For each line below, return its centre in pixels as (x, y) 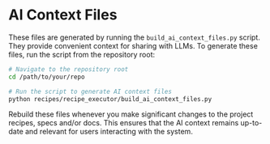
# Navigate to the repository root (69, 69)
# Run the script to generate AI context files (90, 91)
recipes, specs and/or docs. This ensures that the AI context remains (124, 123)
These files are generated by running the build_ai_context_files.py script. (135, 37)
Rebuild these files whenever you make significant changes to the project (131, 114)
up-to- (251, 123)
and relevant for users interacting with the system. (109, 132)
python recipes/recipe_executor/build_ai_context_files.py (110, 99)
